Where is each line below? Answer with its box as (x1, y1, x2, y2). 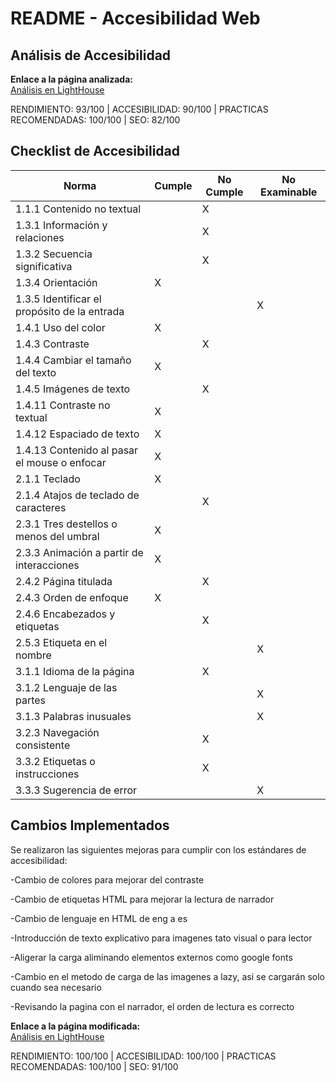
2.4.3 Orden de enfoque (15, 590, 129, 604)
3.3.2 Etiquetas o (15, 754, 96, 768)
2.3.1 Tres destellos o (15, 517, 118, 531)
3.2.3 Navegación (15, 725, 100, 739)
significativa (15, 259, 73, 273)
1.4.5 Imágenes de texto (15, 382, 131, 396)
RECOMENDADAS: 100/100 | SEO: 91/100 (10, 1060, 179, 1072)
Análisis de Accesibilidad (10, 47, 172, 64)
